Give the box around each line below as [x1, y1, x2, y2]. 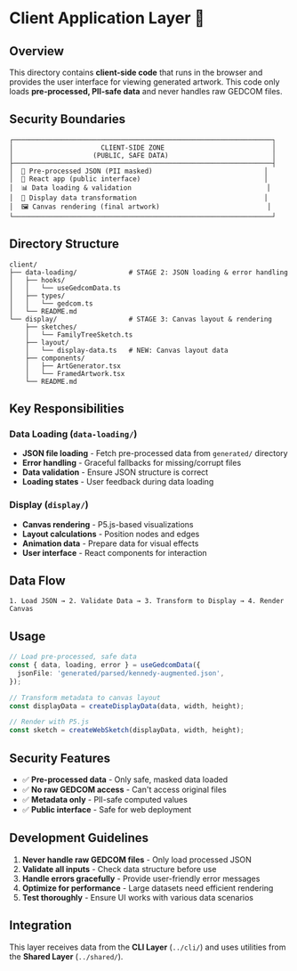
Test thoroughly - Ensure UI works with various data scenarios [21, 892, 254, 902]
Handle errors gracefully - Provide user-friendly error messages [21, 873, 261, 884]
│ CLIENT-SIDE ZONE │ [9, 143, 277, 152]
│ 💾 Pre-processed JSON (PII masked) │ [9, 167, 269, 175]
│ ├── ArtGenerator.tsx [25, 361, 122, 371]
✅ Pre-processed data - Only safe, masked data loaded [21, 774, 229, 785]
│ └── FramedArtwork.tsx [25, 369, 125, 378]
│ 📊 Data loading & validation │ [9, 183, 271, 192]
